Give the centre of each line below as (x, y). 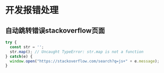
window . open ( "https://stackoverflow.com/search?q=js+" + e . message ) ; (85, 61)
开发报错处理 (32, 10)
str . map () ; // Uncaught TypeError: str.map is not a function (77, 52)
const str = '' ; (27, 47)
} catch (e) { (19, 56)
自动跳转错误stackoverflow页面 (55, 30)
